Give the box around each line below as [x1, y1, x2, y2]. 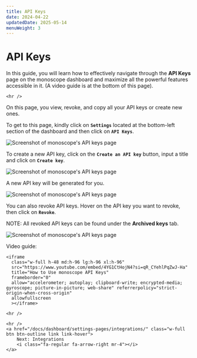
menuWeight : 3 [6, 25, 41, 31]
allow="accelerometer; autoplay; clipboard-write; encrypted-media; [11, 280, 183, 286]
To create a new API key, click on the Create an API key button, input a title [6, 150, 189, 158]
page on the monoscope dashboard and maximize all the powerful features [6, 76, 188, 83]
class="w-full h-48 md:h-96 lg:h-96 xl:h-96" [11, 259, 125, 265]
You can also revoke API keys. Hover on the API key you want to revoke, [6, 202, 181, 209]
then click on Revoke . [6, 209, 56, 216]
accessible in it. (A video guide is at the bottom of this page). [6, 82, 153, 89]
